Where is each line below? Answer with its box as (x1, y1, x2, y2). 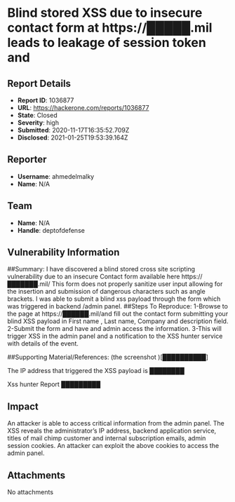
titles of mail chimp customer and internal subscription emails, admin (7, 434, 206, 442)
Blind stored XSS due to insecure (7, 5, 203, 21)
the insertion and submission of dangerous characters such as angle (7, 287, 206, 296)
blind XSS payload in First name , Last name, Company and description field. (7, 317, 229, 325)
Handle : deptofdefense (17, 226, 86, 234)
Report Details (7, 77, 72, 89)
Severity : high (17, 118, 60, 127)
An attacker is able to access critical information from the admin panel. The (7, 419, 224, 428)
